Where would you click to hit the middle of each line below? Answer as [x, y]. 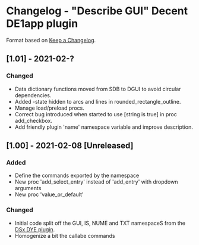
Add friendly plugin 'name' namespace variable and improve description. [104, 127]
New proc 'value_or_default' [49, 194]
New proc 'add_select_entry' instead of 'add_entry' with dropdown [96, 182]
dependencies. [33, 95]
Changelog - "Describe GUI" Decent [97, 11]
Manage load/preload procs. [50, 108]
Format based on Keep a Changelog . [51, 40]
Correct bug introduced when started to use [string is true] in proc [96, 114]
